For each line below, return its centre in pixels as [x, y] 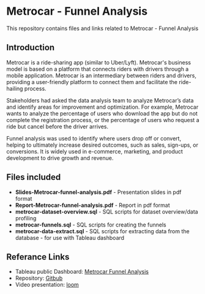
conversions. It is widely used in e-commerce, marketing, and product [95, 151]
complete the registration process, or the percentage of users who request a [103, 120]
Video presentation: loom [47, 285]
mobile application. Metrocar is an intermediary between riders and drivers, [102, 75]
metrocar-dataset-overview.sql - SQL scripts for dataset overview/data [106, 211]
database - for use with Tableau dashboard [69, 238]
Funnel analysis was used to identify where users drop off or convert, [94, 138]
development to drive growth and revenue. [60, 158]
